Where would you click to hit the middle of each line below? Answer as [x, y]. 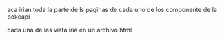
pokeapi [19, 17]
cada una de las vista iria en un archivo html [70, 30]
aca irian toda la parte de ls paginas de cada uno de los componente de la [112, 10]
